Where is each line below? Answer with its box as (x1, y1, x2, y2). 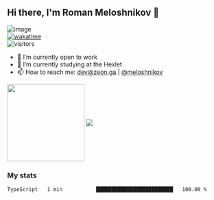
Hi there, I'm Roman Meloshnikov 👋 (7, 7, 160, 18)
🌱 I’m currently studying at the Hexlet (16, 60, 122, 68)
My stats (7, 171, 37, 180)
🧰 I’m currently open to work (16, 53, 98, 61)
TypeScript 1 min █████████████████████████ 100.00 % (7, 186, 207, 193)
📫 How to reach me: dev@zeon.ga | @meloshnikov (16, 68, 163, 76)
